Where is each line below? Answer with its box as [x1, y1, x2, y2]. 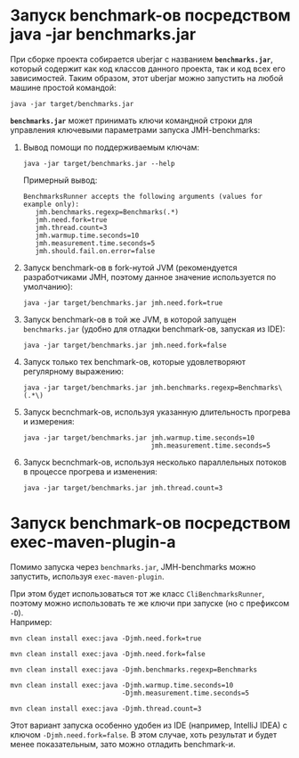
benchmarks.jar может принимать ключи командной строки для [10, 115, 253, 126]
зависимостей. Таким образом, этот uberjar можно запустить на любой [10, 72, 284, 83]
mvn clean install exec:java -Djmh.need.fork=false [10, 649, 206, 658]
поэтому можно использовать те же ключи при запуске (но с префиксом [10, 597, 290, 608]
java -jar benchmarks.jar [10, 24, 197, 45]
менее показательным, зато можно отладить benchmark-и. [10, 738, 236, 749]
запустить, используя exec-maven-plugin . [10, 571, 165, 581]
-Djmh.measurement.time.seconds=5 [121, 688, 250, 697]
